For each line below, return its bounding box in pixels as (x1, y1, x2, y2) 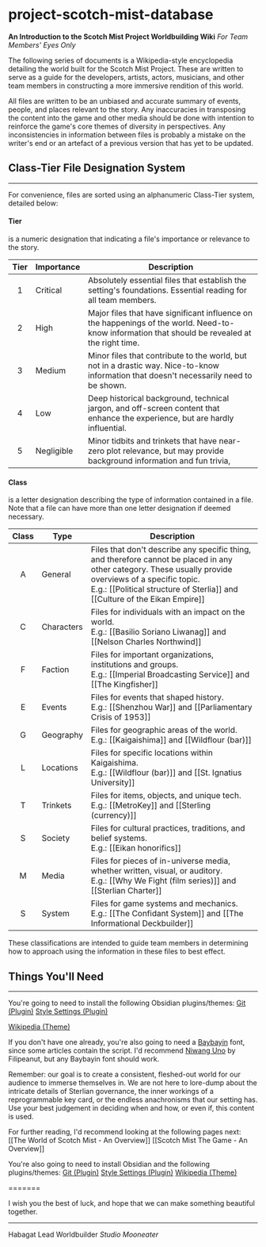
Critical (35, 284, 63, 295)
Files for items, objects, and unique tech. (90, 790, 241, 801)
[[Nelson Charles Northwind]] (90, 636, 202, 647)
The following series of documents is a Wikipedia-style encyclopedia (8, 56, 234, 65)
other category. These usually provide (90, 564, 233, 575)
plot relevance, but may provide (106, 445, 224, 456)
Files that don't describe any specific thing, (90, 544, 252, 555)
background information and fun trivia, (88, 455, 231, 466)
